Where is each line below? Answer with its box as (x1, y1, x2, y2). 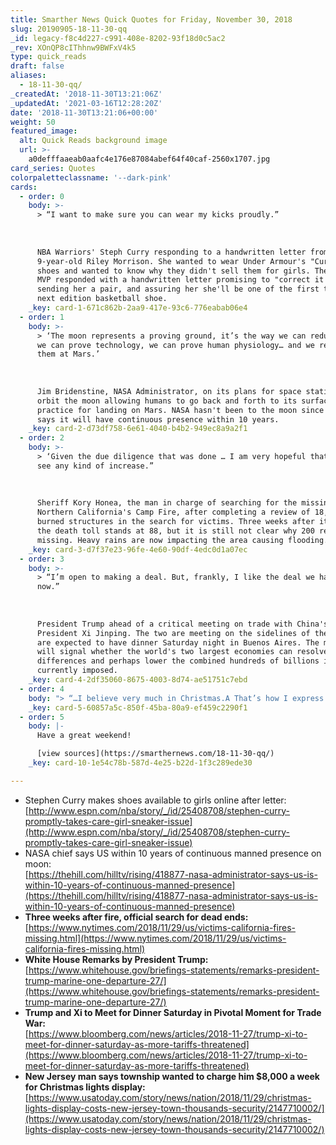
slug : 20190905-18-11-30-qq (10, 24, 128, 34)
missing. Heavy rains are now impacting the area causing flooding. (36, 535, 329, 545)
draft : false (10, 61, 65, 71)
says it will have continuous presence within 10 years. (36, 414, 280, 425)
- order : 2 (19, 433, 65, 443)
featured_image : (10, 126, 78, 136)
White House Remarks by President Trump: (24, 953, 209, 965)
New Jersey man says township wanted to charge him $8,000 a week (24, 1070, 320, 1082)
